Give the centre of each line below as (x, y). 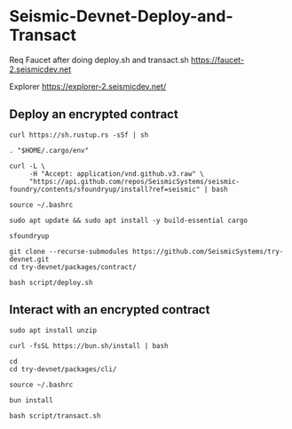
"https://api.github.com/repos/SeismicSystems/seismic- (134, 181)
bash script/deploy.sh (51, 282)
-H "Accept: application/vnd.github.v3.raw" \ (116, 174)
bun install (31, 400)
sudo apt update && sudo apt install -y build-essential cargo (129, 220)
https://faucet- (217, 60)
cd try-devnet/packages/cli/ (63, 369)
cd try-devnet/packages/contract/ (73, 267)
